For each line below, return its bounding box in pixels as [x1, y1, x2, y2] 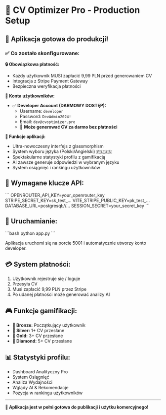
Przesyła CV [12, 281, 38, 287]
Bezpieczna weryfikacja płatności [12, 83, 81, 89]
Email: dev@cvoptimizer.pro [19, 119, 76, 125]
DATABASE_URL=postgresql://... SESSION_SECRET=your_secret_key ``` [5, 203, 150, 208]
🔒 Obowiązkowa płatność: [5, 61, 60, 67]
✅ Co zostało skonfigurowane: [5, 50, 80, 57]
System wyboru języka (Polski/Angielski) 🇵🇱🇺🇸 [12, 148, 112, 154]
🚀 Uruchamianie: [5, 217, 58, 225]
